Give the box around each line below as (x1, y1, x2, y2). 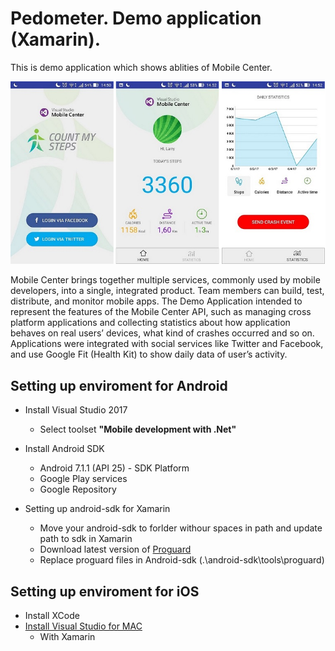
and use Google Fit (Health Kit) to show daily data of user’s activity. (10, 348, 288, 361)
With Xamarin (39, 631, 96, 643)
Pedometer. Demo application (10, 7, 262, 30)
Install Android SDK (24, 443, 105, 455)
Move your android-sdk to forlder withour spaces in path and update (39, 522, 323, 534)
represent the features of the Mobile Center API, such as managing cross (10, 306, 312, 318)
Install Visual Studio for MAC (24, 620, 143, 632)
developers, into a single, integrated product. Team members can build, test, (10, 285, 325, 297)
